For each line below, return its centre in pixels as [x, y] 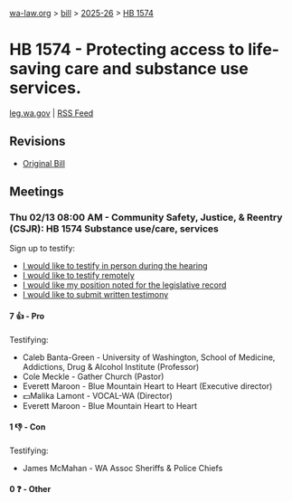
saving [35, 69]
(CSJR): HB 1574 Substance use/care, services [114, 229]
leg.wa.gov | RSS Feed [52, 113]
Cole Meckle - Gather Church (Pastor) [93, 376]
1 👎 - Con [28, 427]
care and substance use [156, 69]
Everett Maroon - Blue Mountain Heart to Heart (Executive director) [147, 386]
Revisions [38, 142]
